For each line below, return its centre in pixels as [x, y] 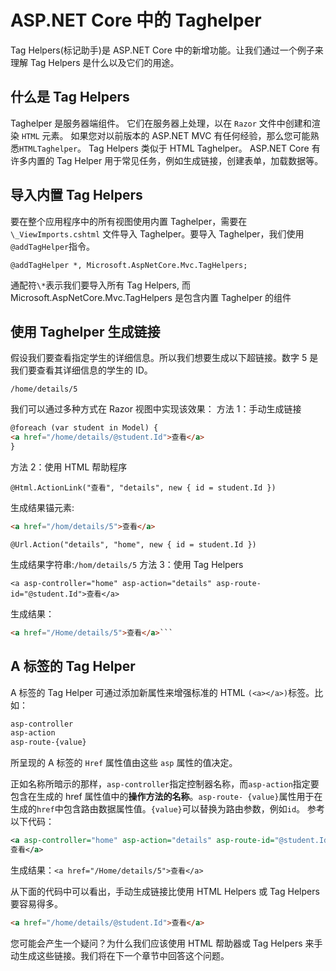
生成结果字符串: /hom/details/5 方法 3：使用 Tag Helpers [127, 564]
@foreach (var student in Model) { [84, 428]
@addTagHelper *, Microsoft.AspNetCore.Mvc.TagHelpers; [129, 265]
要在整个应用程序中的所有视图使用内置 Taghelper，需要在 [129, 221]
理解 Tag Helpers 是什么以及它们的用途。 [95, 62]
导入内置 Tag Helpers [76, 195]
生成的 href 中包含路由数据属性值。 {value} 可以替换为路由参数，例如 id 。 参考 [168, 809]
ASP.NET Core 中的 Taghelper [136, 20]
